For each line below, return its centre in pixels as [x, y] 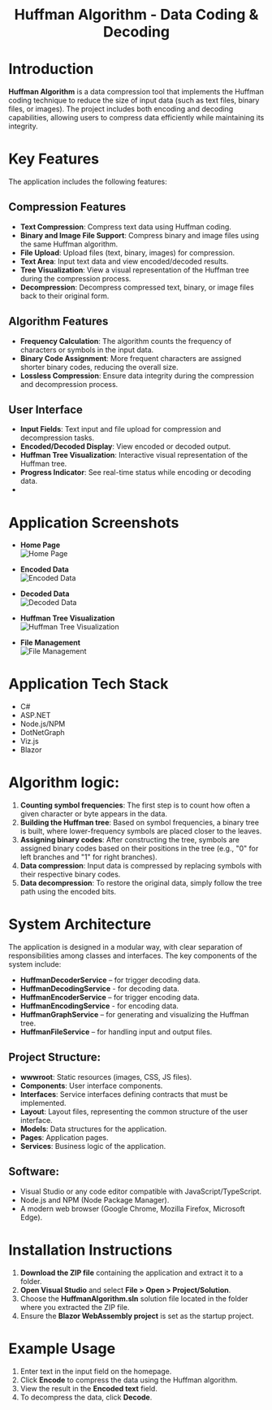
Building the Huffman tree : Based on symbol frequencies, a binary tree [140, 823]
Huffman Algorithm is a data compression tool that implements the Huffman [136, 91]
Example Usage [62, 1349]
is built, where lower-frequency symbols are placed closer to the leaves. [141, 831]
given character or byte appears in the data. [94, 814]
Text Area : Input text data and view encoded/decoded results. [124, 261]
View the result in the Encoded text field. [89, 1388]
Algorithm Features [58, 322]
